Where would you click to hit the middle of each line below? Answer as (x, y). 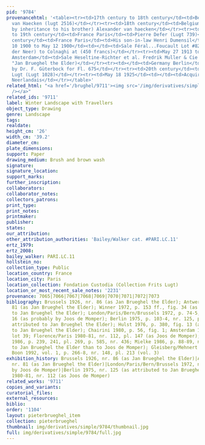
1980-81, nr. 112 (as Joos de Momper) (61, 376)
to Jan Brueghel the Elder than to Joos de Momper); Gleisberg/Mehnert (105, 347)
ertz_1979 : (20, 245)
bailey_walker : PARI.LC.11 (41, 256)
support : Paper (26, 154)
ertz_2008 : (20, 251)
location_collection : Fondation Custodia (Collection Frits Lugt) (92, 285)
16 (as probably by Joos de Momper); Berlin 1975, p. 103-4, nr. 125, (103, 319)
